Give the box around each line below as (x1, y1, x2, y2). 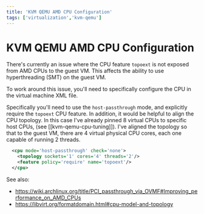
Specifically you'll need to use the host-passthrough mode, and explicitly (6, 104, 188, 111)
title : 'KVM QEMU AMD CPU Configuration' (6, 9, 113, 15)
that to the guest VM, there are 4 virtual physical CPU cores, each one (6, 129, 182, 137)
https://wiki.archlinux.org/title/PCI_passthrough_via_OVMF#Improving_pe (15, 187, 198, 195)
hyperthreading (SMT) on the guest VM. (6, 74, 106, 81)
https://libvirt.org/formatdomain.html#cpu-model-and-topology (15, 200, 174, 207)
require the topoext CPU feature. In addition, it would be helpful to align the (6, 110, 194, 117)
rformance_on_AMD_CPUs (15, 194, 81, 201)
